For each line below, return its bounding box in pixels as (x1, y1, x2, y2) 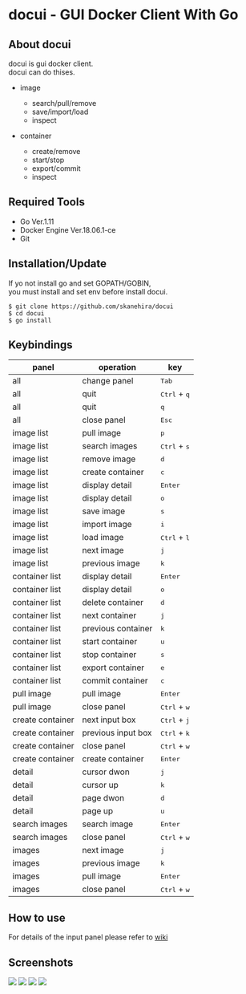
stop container (82, 649, 137, 660)
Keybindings (8, 339, 74, 352)
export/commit (31, 164, 82, 173)
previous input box (82, 728, 152, 739)
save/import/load (31, 107, 89, 116)
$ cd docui (8, 309, 45, 318)
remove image (82, 453, 136, 465)
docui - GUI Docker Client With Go (8, 6, 239, 24)
